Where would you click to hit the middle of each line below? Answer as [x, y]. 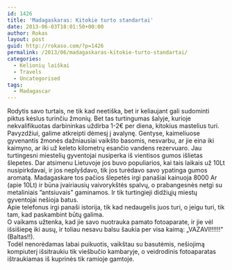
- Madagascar [32, 91]
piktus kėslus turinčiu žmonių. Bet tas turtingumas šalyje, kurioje [99, 118]
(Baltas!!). [21, 237]
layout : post [26, 40]
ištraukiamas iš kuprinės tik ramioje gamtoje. [71, 259]
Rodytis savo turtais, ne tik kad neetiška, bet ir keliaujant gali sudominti [108, 111]
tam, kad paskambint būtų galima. [56, 215]
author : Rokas [28, 33]
